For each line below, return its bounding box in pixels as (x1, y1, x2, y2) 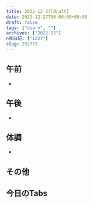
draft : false (6, 19, 38, 25)
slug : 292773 (6, 41, 38, 47)
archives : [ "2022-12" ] (6, 30, 61, 36)
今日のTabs (6, 188, 48, 198)
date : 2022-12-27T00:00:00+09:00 (6, 14, 88, 20)
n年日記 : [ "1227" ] (6, 36, 49, 41)
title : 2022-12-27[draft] (6, 8, 69, 15)
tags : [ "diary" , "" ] (6, 24, 57, 31)
